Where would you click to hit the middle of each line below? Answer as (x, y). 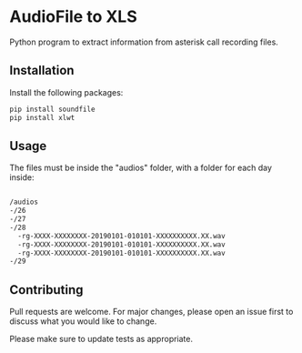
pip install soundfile (52, 109)
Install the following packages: (66, 92)
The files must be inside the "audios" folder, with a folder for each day (141, 168)
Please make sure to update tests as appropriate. (101, 339)
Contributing (46, 290)
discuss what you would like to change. (83, 321)
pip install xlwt (42, 117)
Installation (42, 71)
